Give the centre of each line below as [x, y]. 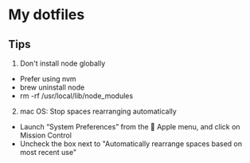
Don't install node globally [62, 63]
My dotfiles [47, 15]
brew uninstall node [52, 87]
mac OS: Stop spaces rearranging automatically [98, 111]
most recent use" [48, 152]
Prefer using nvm [48, 79]
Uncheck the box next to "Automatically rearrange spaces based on [131, 144]
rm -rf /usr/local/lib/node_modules [76, 96]
